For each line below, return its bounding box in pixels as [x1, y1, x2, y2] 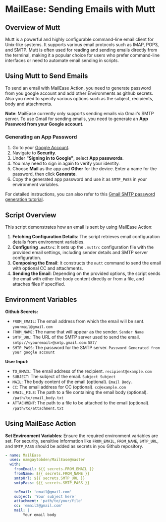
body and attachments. [5, 101, 53, 107]
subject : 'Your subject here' [14, 494, 77, 499]
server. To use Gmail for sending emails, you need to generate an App [5, 116, 149, 122]
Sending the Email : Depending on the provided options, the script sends [12, 270, 161, 276]
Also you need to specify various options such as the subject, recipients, [5, 95, 154, 101]
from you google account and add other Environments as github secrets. [5, 90, 154, 96]
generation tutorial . [5, 196, 44, 202]
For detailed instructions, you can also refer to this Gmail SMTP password [5, 191, 155, 197]
